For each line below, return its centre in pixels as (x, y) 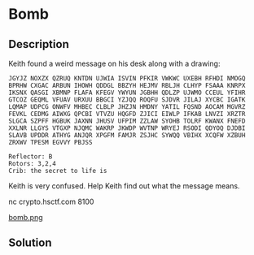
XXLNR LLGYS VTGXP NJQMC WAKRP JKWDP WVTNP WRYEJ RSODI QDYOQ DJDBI (127, 128)
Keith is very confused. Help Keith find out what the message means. (124, 186)
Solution (30, 243)
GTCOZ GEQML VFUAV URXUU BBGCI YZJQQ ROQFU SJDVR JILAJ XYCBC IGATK (127, 100)
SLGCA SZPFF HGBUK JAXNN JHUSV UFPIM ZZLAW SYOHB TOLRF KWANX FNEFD (127, 121)
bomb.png (26, 217)
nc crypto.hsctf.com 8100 (51, 201)
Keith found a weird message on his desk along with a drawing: (114, 63)
